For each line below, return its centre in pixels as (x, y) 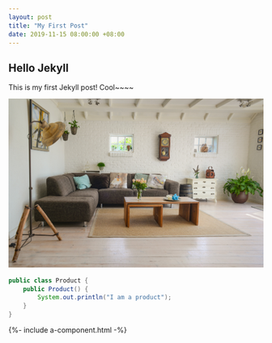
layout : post (30, 17)
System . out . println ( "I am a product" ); (105, 298)
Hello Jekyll (38, 68)
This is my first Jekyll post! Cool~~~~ (71, 87)
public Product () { (56, 289)
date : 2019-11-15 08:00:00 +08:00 (67, 34)
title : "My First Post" (49, 25)
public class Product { (49, 280)
